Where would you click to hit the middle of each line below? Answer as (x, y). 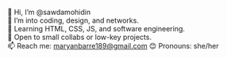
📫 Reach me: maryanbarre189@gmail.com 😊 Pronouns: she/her (113, 46)
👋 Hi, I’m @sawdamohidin (49, 12)
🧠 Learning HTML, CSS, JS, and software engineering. (96, 29)
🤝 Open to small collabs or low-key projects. (80, 37)
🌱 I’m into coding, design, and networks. (73, 20)
